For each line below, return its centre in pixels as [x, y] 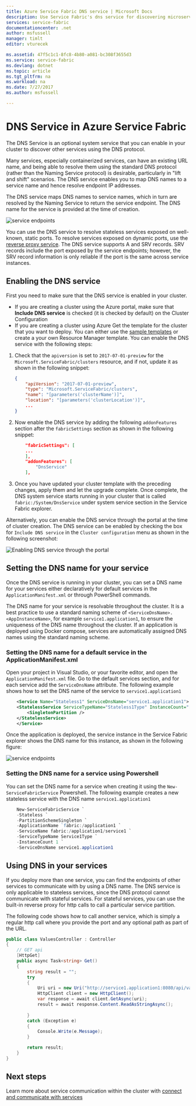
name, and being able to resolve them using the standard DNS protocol [91, 167]
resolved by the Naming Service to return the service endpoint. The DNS [93, 203]
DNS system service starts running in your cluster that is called [90, 496]
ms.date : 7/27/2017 [30, 87]
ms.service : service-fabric [40, 60]
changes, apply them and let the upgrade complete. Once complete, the [101, 490]
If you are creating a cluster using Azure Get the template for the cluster [101, 325]
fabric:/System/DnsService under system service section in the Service [101, 502]
